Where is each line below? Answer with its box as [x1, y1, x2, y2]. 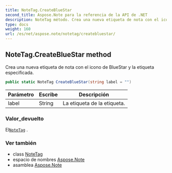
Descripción [78, 91, 109, 98]
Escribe [38, 91, 58, 98]
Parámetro [8, 91, 34, 98]
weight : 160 [5, 27, 31, 32]
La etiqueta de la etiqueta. [62, 100, 125, 107]
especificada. [5, 69, 34, 75]
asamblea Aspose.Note [12, 162, 62, 168]
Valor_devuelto [5, 115, 44, 122]
